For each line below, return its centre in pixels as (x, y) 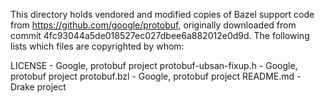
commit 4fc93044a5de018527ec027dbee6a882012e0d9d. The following (160, 35)
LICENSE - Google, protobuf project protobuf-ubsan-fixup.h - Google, (154, 65)
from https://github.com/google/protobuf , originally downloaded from (153, 25)
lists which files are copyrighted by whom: (97, 46)
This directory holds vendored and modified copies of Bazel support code (162, 14)
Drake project (38, 87)
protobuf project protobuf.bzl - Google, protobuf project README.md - (156, 76)
